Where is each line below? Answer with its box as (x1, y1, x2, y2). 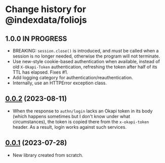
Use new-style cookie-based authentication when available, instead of (12, 59, 160, 64)
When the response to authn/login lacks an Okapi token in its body (12, 107, 153, 114)
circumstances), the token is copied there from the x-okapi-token (12, 119, 149, 125)
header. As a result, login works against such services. (12, 124, 127, 130)
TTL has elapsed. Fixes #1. (12, 69, 68, 75)
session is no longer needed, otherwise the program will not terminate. (12, 53, 160, 59)
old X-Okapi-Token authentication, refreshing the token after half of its (12, 64, 157, 70)
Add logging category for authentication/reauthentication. (12, 75, 133, 80)
